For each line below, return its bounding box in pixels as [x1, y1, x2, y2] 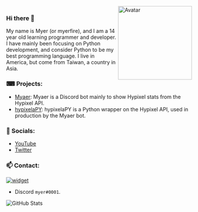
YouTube [14, 140, 37, 147]
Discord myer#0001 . [14, 188, 61, 196]
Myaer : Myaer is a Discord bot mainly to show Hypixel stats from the [14, 93, 181, 100]
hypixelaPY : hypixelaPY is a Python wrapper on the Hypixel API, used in [14, 105, 189, 112]
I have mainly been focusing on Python [6, 40, 101, 47]
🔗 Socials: [6, 127, 35, 135]
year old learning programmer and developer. [6, 34, 117, 41]
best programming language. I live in [6, 52, 95, 59]
